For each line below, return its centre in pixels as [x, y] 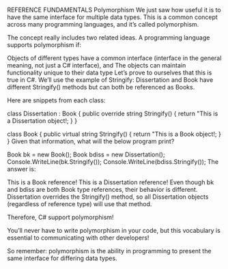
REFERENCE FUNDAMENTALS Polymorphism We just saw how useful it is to [114, 10]
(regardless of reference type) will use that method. [80, 204]
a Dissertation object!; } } [42, 121]
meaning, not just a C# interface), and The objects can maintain [97, 65]
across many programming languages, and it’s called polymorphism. [103, 24]
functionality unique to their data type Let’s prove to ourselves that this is [110, 72]
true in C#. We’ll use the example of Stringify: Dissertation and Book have [110, 80]
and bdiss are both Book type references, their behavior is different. [102, 189]
